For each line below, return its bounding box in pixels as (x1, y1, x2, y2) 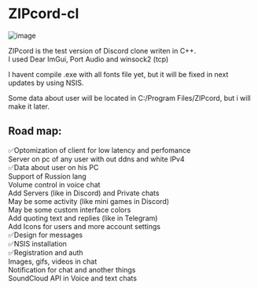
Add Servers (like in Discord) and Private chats (8, 188, 160, 198)
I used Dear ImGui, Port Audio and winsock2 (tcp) (8, 54, 169, 64)
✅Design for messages (8, 230, 83, 239)
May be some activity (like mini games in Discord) (8, 196, 170, 206)
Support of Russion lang (8, 171, 87, 181)
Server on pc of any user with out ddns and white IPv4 (8, 154, 185, 164)
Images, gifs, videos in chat (8, 257, 98, 266)
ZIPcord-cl (8, 5, 79, 23)
